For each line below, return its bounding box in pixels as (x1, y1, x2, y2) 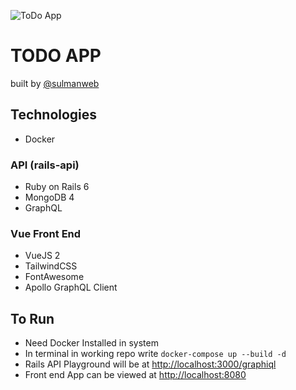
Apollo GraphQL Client (24, 281, 118, 294)
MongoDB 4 (24, 191, 75, 204)
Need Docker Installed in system (24, 337, 159, 349)
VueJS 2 (24, 250, 61, 262)
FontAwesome (24, 271, 85, 283)
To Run (10, 310, 55, 327)
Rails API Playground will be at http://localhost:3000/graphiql (24, 358, 277, 370)
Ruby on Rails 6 (24, 181, 90, 193)
